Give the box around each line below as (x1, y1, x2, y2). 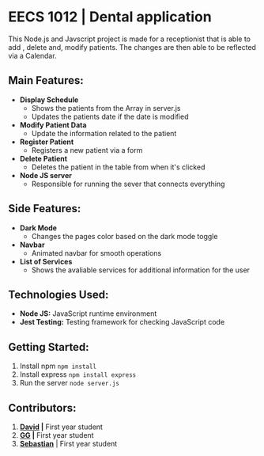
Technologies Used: (8, 287, 109, 301)
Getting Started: (8, 340, 89, 354)
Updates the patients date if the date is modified (31, 112, 189, 121)
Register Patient (19, 137, 74, 146)
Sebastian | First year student (19, 439, 118, 448)
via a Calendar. (8, 51, 57, 60)
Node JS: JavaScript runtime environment (19, 309, 157, 318)
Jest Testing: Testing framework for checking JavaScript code (19, 317, 225, 327)
